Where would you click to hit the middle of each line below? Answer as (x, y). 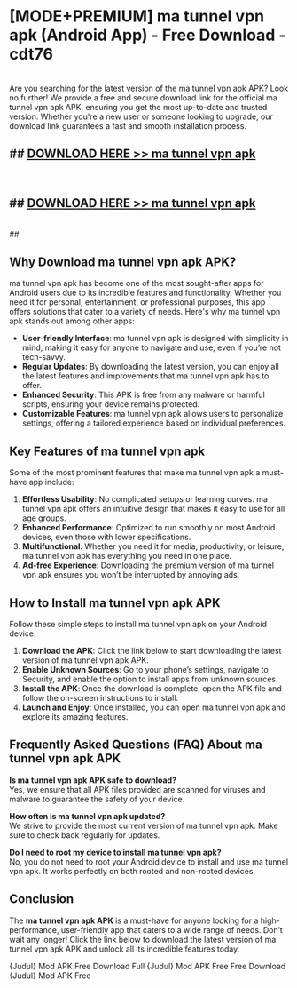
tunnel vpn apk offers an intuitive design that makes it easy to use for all (153, 509)
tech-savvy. (44, 357)
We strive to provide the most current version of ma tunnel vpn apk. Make (144, 825)
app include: (51, 482)
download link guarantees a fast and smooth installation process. (128, 125)
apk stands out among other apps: (72, 321)
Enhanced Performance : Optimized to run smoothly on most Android (148, 528)
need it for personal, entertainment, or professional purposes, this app (137, 302)
